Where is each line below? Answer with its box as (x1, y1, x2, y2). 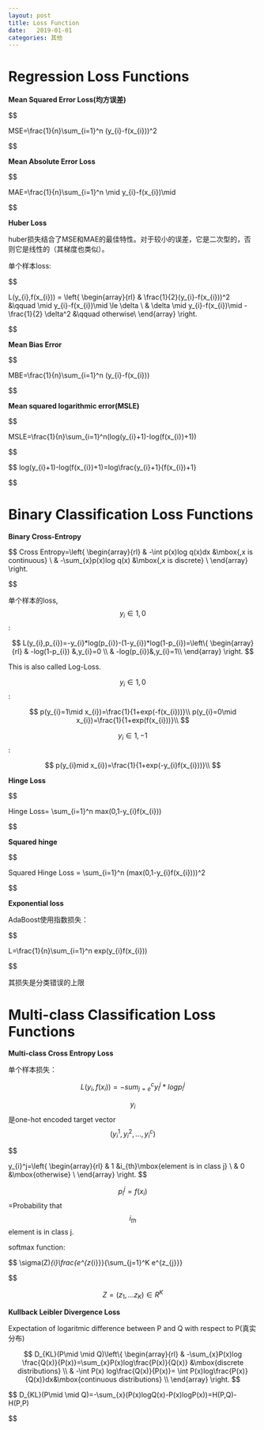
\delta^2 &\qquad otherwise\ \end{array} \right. (44, 310, 198, 319)
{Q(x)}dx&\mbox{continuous (25, 1375, 117, 1384)
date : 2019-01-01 (8, 26, 73, 34)
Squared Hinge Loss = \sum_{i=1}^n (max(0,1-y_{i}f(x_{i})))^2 (8, 868, 206, 877)
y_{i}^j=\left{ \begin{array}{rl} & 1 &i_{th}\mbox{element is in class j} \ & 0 (8, 1162, 245, 1171)
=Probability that (8, 1200, 62, 1210)
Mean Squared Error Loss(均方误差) (8, 95, 126, 105)
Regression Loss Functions (8, 68, 190, 86)
